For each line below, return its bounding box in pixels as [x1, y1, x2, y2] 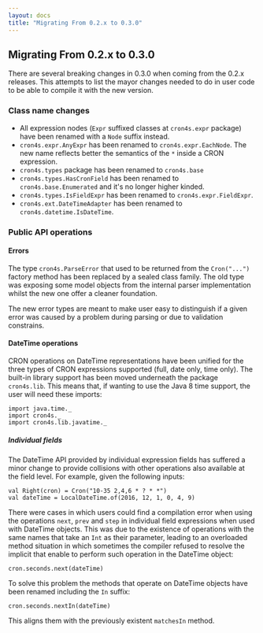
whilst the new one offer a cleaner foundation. [8, 288, 157, 298]
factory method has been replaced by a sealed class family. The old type [8, 272, 245, 281]
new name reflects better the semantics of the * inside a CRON [19, 148, 224, 157]
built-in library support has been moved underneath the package [8, 372, 219, 382]
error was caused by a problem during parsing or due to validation [8, 312, 224, 321]
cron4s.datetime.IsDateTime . [19, 206, 114, 217]
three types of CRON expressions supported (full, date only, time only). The [8, 364, 254, 374]
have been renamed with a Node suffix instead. [19, 131, 170, 141]
